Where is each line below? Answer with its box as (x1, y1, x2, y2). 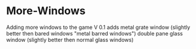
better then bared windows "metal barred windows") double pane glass (6, 30, 183, 37)
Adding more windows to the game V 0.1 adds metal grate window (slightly (6, 24, 191, 31)
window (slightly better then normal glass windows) (6, 36, 134, 43)
